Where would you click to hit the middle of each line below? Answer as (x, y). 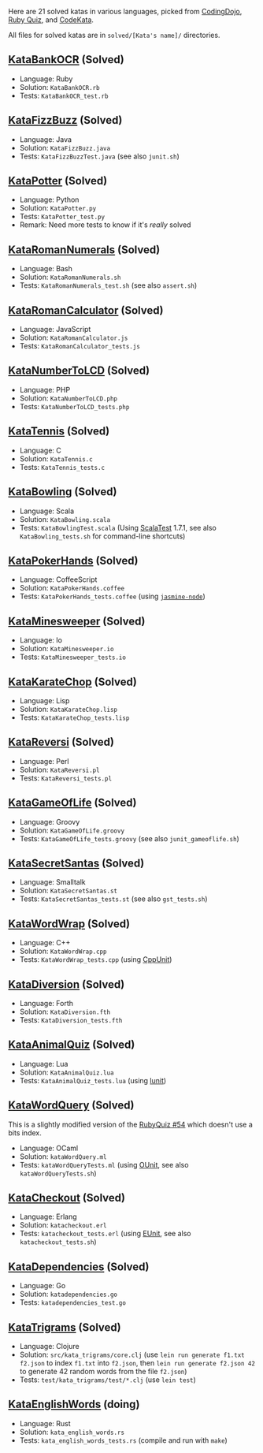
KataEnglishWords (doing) (74, 1405)
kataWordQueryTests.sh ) (58, 1173)
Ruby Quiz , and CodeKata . (51, 20)
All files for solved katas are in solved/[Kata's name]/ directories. (114, 35)
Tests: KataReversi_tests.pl (66, 778)
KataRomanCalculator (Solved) (86, 310)
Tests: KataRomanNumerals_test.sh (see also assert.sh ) (108, 285)
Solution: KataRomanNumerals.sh (70, 277)
